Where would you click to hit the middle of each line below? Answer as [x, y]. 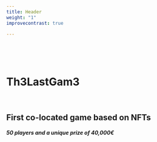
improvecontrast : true [35, 23]
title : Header [24, 12]
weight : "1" [21, 18]
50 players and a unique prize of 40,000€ [60, 133]
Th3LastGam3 [43, 82]
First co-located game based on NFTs [79, 118]
